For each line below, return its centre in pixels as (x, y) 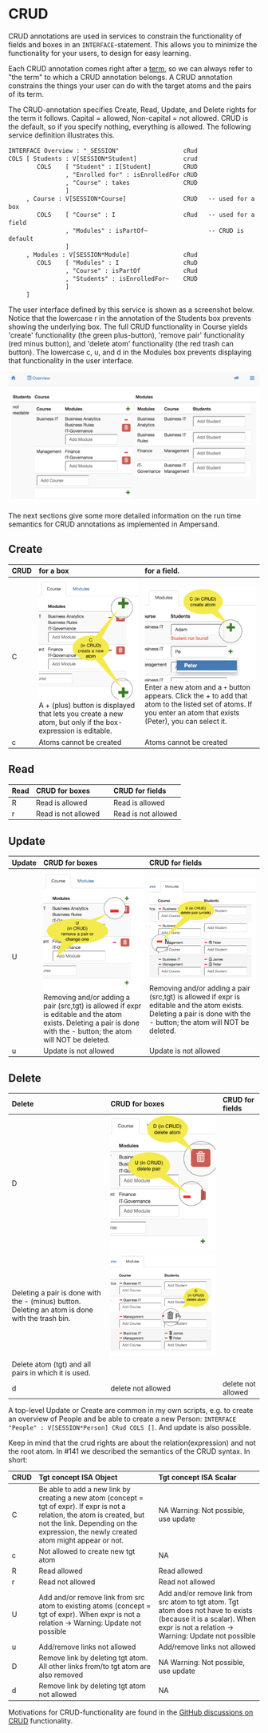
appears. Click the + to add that (196, 696)
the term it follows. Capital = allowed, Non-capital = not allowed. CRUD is (128, 118)
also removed (61, 1675)
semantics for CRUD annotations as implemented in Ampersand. (114, 524)
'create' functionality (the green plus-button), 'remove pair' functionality (126, 335)
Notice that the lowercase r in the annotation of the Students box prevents (130, 318)
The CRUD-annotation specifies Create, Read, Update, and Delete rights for (132, 110)
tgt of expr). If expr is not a (82, 1506)
